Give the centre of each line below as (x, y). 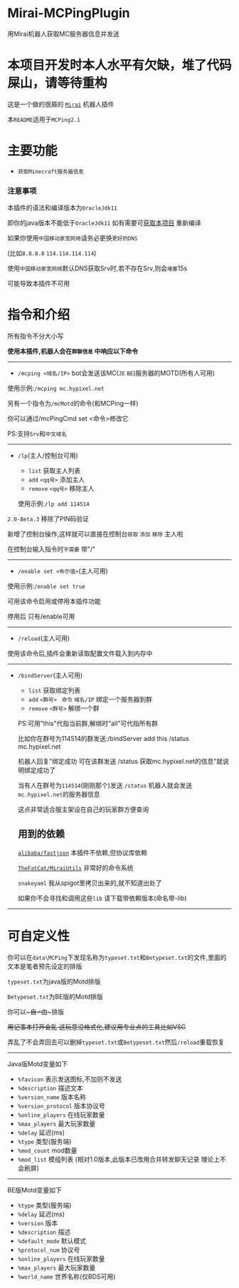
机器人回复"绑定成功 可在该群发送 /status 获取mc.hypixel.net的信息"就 (120, 762)
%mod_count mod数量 (47, 1150)
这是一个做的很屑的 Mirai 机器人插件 (61, 104)
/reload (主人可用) (44, 638)
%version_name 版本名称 (52, 1097)
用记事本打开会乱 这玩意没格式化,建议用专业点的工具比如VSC (97, 1027)
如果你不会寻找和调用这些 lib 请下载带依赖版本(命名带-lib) (102, 898)
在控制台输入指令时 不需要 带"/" (52, 549)
